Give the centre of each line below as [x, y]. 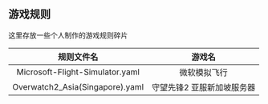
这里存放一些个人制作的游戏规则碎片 [68, 35]
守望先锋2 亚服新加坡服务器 [203, 87]
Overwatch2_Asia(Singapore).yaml [78, 86]
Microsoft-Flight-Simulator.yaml [78, 72]
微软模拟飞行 [203, 72]
